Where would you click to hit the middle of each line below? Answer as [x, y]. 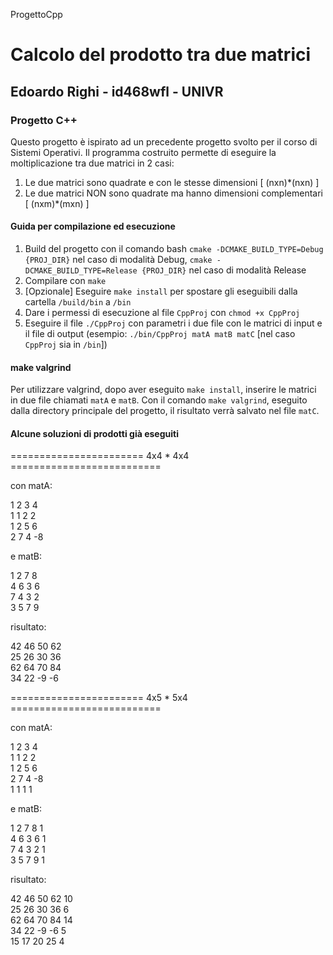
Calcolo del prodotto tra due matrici [161, 55]
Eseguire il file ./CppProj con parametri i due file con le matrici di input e [173, 323]
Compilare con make [65, 281]
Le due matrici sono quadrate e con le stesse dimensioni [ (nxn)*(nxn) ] [172, 182]
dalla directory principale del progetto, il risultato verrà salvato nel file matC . [165, 411]
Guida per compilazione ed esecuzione [93, 226]
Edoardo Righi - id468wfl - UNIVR [117, 91]
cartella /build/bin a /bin [78, 302]
